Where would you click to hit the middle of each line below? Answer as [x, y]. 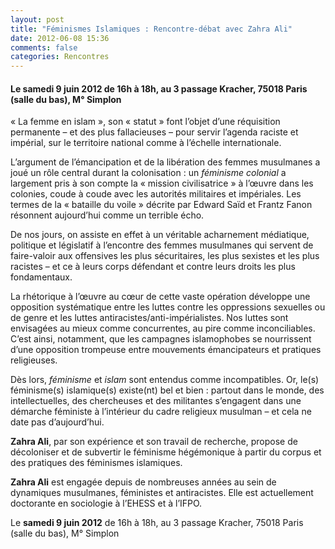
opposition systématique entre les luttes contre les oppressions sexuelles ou [168, 307]
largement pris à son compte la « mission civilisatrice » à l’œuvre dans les [162, 183]
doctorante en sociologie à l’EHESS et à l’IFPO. [106, 503]
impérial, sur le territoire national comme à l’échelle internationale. [146, 143]
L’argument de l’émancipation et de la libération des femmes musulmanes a [165, 162]
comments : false [44, 47]
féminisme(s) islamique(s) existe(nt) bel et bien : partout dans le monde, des [167, 390]
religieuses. [34, 360]
